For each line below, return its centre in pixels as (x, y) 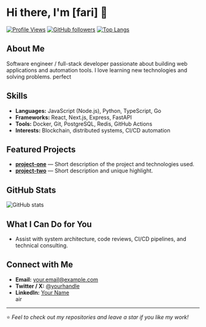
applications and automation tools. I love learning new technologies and (97, 70)
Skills (17, 96)
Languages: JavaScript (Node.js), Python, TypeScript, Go (88, 110)
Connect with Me (40, 265)
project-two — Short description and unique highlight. (84, 171)
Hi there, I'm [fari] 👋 (57, 13)
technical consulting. (42, 245)
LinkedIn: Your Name (42, 292)
